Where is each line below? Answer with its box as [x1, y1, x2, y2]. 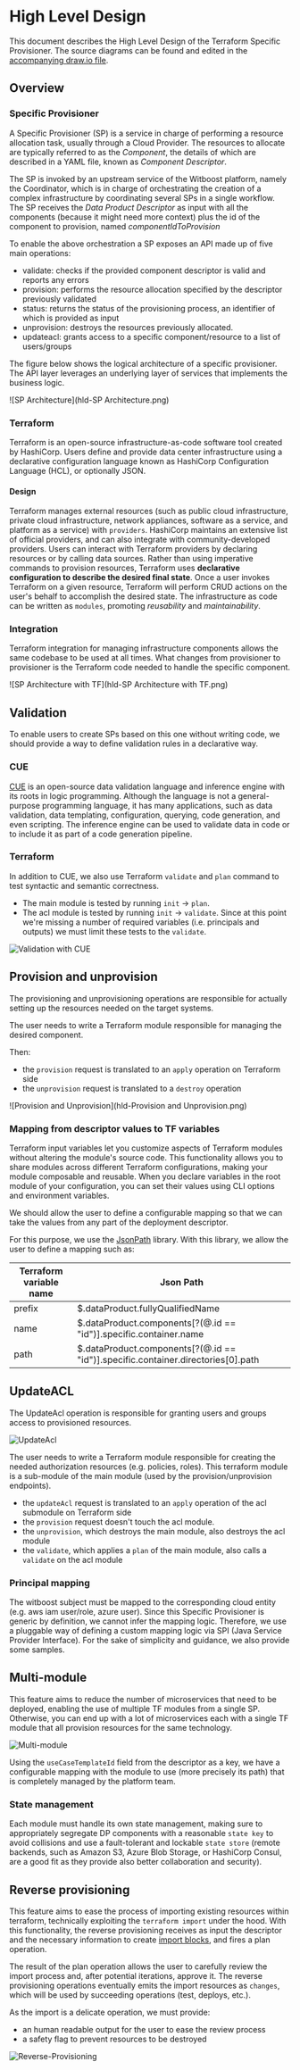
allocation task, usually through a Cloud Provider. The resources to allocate [9, 137, 286, 148]
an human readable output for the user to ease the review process [21, 2024, 266, 2034]
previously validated [21, 293, 96, 304]
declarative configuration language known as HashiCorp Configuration [9, 455, 270, 466]
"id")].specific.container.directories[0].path [77, 1353, 260, 1366]
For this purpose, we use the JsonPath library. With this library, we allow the [9, 1234, 288, 1244]
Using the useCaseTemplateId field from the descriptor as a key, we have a [9, 1757, 280, 1767]
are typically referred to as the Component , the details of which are [9, 146, 256, 157]
